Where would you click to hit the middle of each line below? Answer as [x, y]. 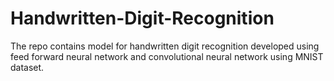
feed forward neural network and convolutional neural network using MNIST [167, 56]
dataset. [27, 67]
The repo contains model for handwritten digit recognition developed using [165, 46]
